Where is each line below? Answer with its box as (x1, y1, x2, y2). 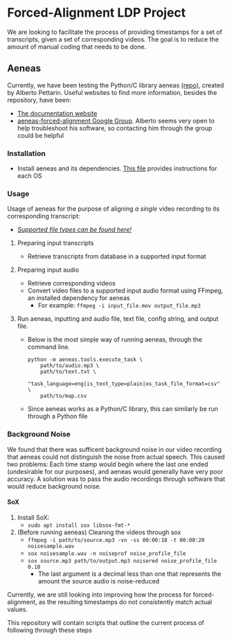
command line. (27, 343, 71, 351)
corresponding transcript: (7, 212, 80, 220)
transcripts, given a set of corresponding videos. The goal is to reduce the (7, 35, 220, 43)
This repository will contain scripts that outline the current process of (7, 618, 204, 626)
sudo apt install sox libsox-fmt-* (27, 522, 130, 529)
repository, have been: (7, 96, 71, 104)
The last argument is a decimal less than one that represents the (37, 570, 222, 578)
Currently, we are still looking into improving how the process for (7, 590, 192, 599)
